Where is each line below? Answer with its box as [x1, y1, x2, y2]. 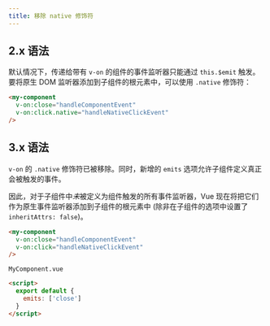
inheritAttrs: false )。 [8, 211, 88, 221]
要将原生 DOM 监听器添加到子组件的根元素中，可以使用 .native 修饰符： [8, 77, 252, 87]
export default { [15, 287, 75, 295]
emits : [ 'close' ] [23, 294, 82, 302]
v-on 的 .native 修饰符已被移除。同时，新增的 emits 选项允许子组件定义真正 [8, 163, 263, 173]
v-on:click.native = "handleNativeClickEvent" [15, 109, 169, 117]
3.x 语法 [8, 141, 50, 154]
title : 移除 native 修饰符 [8, 11, 94, 20]
